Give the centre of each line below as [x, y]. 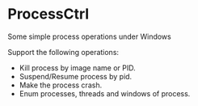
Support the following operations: [63, 52]
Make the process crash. [61, 85]
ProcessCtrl [48, 14]
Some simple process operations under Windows [89, 36]
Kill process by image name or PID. [78, 68]
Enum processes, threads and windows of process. [105, 93]
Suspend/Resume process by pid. [76, 76]
